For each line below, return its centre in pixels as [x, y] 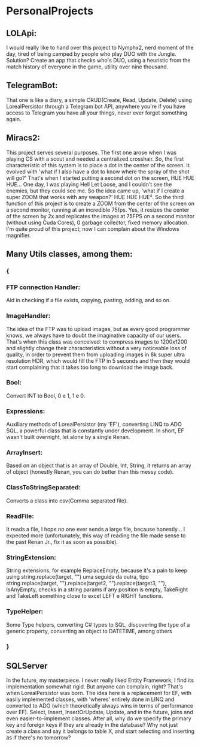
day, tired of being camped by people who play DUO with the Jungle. [91, 54]
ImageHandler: [28, 316]
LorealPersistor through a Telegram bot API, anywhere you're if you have [96, 106]
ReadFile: [20, 516]
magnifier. [19, 235]
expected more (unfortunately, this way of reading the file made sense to [96, 536]
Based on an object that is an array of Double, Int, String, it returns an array [99, 465]
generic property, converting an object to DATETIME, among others [89, 631]
